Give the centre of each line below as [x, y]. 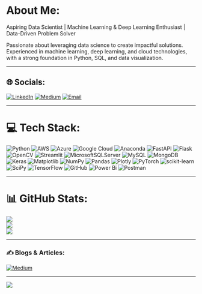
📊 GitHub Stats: [47, 198]
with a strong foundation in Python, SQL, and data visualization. [85, 58]
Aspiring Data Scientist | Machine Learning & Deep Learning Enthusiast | [96, 27]
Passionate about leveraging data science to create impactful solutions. [95, 45]
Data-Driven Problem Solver [41, 33]
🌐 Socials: [26, 82]
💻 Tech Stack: [43, 127]
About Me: [33, 10]
